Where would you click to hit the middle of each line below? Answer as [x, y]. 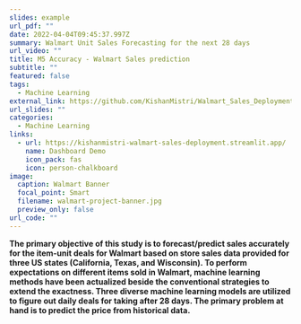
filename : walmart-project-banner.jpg [90, 201]
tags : [19, 84]
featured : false [39, 76]
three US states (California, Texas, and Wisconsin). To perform [129, 262]
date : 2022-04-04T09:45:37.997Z [69, 34]
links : [21, 135]
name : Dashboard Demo [65, 151]
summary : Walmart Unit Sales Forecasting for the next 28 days [130, 43]
